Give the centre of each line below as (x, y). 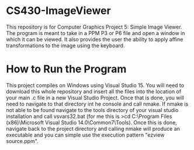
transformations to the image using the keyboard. (65, 46)
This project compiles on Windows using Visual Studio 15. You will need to (95, 85)
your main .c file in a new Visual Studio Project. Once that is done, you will (95, 97)
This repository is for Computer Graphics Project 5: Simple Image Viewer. (94, 27)
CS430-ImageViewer (58, 11)
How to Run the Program (66, 69)
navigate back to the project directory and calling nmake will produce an (93, 128)
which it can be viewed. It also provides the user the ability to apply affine (95, 39)
